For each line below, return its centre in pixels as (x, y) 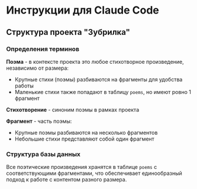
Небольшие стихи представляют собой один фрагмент (85, 139)
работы (24, 86)
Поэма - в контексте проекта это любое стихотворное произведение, (95, 61)
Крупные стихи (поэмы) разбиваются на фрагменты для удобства (98, 79)
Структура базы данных (43, 154)
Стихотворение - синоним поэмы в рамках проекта (73, 109)
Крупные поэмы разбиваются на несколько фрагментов (86, 132)
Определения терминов (43, 49)
